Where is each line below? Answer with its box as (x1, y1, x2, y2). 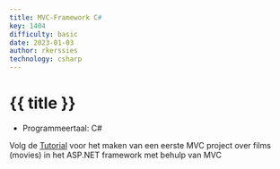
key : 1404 (9, 21, 47, 30)
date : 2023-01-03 (9, 38, 74, 47)
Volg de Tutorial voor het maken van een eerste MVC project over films (9, 139, 272, 150)
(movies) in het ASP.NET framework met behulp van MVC (9, 149, 223, 160)
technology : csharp (9, 55, 83, 63)
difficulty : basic (9, 30, 78, 38)
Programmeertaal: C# (22, 123, 103, 133)
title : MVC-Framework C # (9, 13, 102, 22)
